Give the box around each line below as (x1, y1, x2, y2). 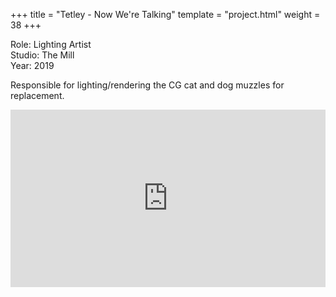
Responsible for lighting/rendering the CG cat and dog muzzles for (10, 79, 285, 91)
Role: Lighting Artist (10, 39, 92, 50)
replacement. (10, 90, 65, 101)
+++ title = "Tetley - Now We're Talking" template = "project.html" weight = (10, 9, 321, 20)
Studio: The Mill (10, 49, 75, 61)
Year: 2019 (10, 60, 55, 71)
